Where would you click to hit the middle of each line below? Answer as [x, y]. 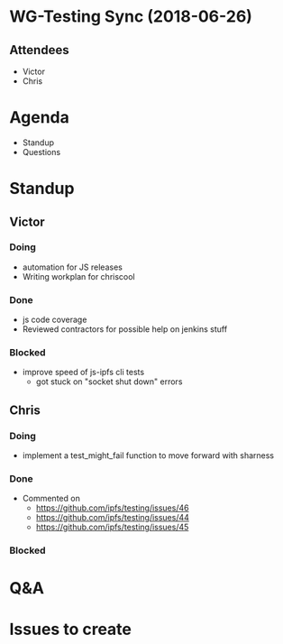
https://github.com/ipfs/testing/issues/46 [112, 508]
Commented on [51, 499]
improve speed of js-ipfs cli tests [83, 373]
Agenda [39, 118]
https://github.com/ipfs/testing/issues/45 [112, 527]
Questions [41, 152]
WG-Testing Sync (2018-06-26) [131, 17]
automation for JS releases [73, 267]
